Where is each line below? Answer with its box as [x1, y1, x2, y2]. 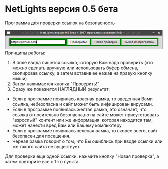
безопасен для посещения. [12, 133, 71, 139]
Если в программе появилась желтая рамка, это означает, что [12, 106, 147, 113]
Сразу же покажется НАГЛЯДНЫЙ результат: [12, 86, 110, 92]
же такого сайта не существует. [12, 144, 81, 150]
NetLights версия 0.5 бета [5, 3, 118, 15]
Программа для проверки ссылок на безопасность [5, 20, 115, 26]
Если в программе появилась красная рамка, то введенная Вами [12, 96, 153, 102]
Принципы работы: [5, 50, 46, 56]
